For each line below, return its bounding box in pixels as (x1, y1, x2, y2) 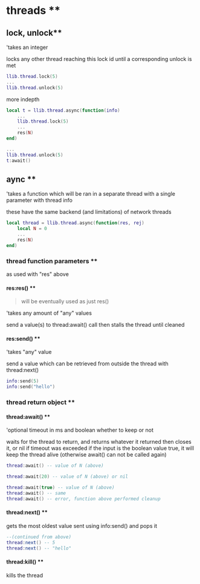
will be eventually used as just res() (21, 298, 109, 305)
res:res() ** (6, 284, 36, 292)
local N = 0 (17, 226, 47, 232)
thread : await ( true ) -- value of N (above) (6, 484, 115, 491)
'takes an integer (6, 43, 48, 51)
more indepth (6, 95, 40, 103)
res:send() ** (6, 335, 40, 342)
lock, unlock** (6, 28, 62, 38)
